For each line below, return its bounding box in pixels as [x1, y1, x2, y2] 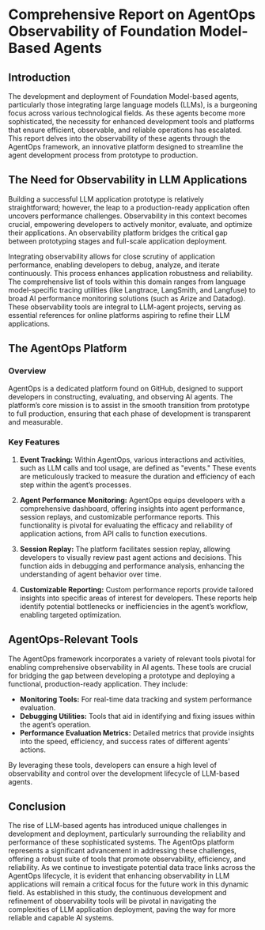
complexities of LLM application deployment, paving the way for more [8, 905, 236, 914]
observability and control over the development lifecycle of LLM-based [8, 769, 240, 778]
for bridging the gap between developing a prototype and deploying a [8, 671, 236, 680]
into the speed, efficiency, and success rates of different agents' [19, 736, 231, 746]
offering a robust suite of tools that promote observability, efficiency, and [8, 854, 247, 864]
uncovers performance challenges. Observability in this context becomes [8, 211, 248, 221]
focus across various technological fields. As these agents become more [8, 108, 246, 118]
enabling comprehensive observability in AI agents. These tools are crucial [8, 662, 252, 671]
